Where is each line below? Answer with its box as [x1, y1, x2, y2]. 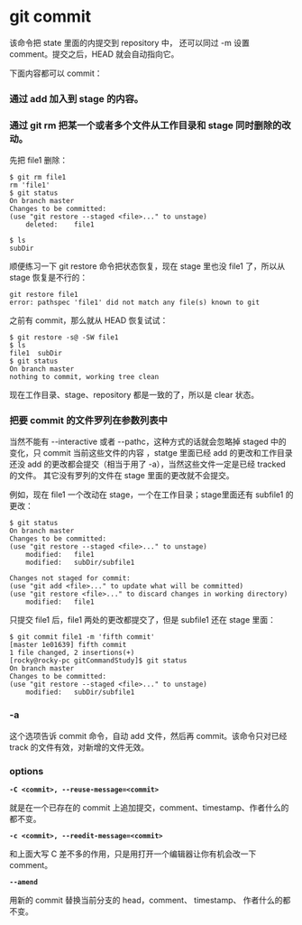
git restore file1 [9, 291, 78, 300]
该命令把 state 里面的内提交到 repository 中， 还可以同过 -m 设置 [9, 37, 250, 48]
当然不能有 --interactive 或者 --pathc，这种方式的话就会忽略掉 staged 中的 [9, 436, 287, 448]
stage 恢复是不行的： [9, 273, 88, 283]
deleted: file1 [25, 220, 95, 229]
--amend [9, 878, 39, 887]
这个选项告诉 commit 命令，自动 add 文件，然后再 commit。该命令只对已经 [9, 730, 288, 741]
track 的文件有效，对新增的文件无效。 [9, 742, 150, 753]
